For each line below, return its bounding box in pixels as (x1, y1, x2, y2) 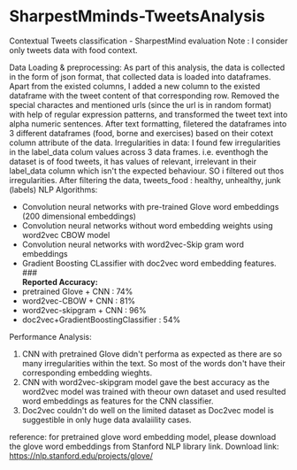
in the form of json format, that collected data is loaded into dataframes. (9, 71, 271, 81)
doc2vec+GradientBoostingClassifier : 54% (21, 314, 181, 325)
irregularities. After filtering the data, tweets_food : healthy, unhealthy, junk (9, 174, 281, 185)
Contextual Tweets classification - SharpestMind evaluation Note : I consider (9, 35, 288, 46)
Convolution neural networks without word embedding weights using (21, 220, 274, 231)
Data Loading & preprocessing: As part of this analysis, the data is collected (9, 62, 286, 73)
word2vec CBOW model (21, 229, 110, 240)
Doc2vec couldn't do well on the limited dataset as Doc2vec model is (21, 405, 274, 415)
